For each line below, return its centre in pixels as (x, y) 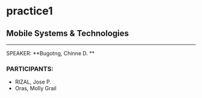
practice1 (29, 11)
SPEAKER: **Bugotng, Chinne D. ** (50, 53)
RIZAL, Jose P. (33, 82)
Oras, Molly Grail (36, 88)
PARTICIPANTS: (30, 69)
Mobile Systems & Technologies (68, 33)
